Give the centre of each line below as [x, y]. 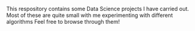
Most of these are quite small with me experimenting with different [90, 15]
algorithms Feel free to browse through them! [63, 22]
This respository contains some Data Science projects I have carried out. [98, 9]
